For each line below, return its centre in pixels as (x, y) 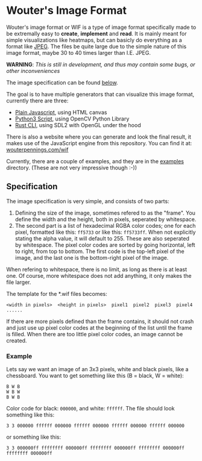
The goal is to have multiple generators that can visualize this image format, (100, 94)
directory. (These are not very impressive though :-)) (72, 168)
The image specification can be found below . (62, 83)
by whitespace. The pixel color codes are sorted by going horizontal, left (105, 245)
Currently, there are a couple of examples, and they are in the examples (95, 161)
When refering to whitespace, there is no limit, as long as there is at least (96, 269)
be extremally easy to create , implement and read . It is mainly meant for (96, 33)
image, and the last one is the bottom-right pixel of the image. (92, 257)
